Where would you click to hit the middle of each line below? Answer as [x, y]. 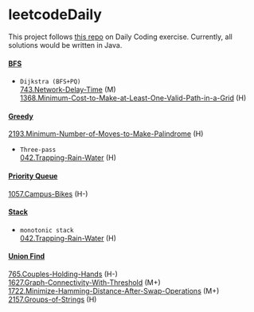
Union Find [27, 256]
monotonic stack [47, 230]
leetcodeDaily [55, 15]
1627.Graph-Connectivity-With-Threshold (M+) [84, 282]
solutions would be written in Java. [65, 45]
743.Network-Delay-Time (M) [68, 90]
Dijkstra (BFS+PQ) [50, 82]
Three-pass [38, 150]
